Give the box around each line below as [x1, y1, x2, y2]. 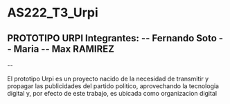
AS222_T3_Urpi [7, 5, 98, 21]
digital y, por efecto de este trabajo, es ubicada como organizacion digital [7, 90, 217, 97]
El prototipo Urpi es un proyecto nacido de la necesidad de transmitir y [7, 74, 209, 83]
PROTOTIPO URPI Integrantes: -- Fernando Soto [7, 32, 217, 44]
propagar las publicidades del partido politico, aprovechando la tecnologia [7, 82, 220, 90]
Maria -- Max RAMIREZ [13, 43, 115, 54]
